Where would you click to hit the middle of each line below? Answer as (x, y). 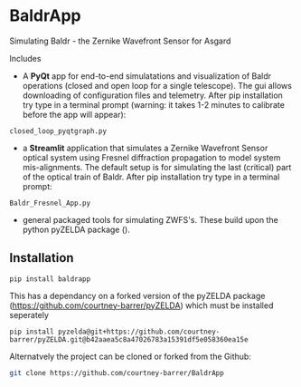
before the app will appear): (74, 114)
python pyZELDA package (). (76, 229)
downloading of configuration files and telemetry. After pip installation (152, 95)
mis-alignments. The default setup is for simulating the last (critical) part (157, 167)
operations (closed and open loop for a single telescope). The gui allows (157, 85)
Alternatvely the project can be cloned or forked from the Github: (130, 356)
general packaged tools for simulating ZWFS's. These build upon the (150, 219)
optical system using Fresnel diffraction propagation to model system (151, 157)
